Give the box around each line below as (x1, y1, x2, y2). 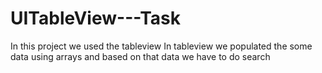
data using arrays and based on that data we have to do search (10, 50, 271, 62)
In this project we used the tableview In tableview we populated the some (10, 40, 313, 52)
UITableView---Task (10, 7, 182, 30)
